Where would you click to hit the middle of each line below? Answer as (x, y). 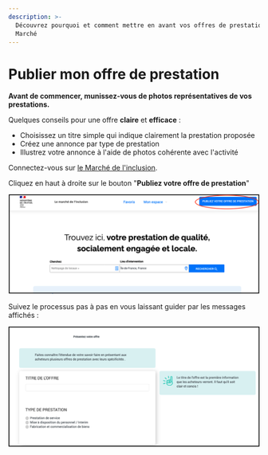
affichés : (24, 316)
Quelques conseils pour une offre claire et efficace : (95, 120)
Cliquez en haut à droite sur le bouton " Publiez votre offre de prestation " (129, 183)
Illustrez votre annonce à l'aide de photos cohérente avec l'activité (129, 152)
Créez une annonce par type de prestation (89, 144)
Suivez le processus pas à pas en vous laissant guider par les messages (127, 307)
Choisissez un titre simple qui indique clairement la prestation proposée (137, 135)
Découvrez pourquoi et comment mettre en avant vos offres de (121, 25)
